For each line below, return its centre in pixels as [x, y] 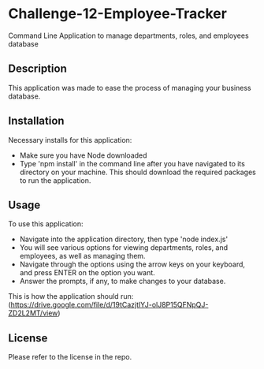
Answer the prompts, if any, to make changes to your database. [123, 281]
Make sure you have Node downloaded [83, 155]
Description [37, 69]
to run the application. [55, 180]
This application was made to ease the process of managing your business [130, 88]
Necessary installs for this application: [70, 140]
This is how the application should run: [71, 296]
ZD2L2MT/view [33, 313]
